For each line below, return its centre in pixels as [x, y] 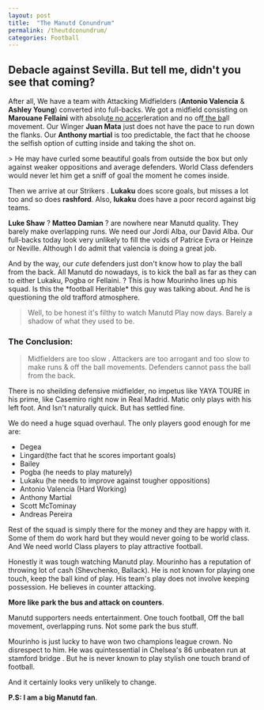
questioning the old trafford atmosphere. [74, 297]
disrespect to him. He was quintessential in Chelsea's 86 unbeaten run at [127, 650]
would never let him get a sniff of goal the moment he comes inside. [119, 176]
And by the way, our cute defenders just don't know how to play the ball [125, 264]
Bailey [30, 464]
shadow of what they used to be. [81, 321]
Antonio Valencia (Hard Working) [73, 489]
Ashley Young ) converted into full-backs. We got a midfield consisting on [128, 110]
